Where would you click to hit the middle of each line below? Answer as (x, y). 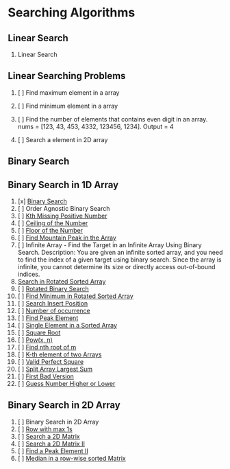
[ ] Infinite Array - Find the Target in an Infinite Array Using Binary (110, 245)
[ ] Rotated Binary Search (53, 289)
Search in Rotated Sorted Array (62, 282)
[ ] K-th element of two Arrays (60, 354)
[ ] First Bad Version (46, 376)
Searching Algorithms (72, 13)
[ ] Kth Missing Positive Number (62, 216)
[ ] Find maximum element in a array (68, 92)
